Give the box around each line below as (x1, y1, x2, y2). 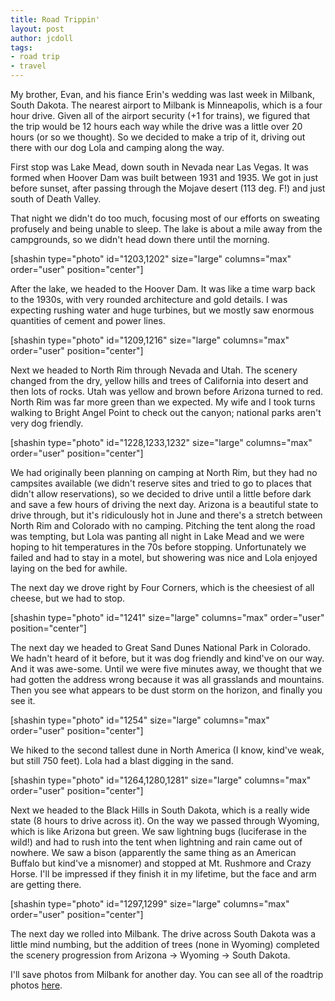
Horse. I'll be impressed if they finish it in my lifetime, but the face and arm (10, 868, 317, 880)
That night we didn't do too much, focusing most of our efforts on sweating (10, 212, 320, 224)
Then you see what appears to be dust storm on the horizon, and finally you (10, 684, 323, 696)
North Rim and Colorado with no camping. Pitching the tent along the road (10, 520, 316, 531)
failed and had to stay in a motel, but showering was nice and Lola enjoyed (10, 552, 318, 563)
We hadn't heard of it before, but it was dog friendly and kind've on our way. (10, 652, 325, 664)
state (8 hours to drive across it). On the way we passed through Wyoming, (10, 815, 320, 826)
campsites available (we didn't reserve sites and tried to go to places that (10, 477, 312, 489)
